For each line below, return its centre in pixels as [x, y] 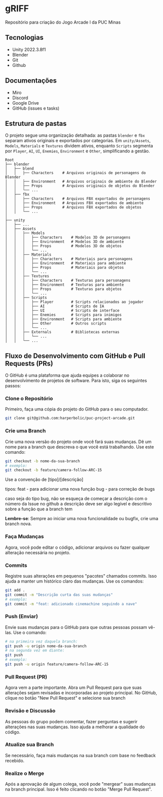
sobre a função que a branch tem [39, 509]
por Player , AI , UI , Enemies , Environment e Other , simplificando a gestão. [78, 151]
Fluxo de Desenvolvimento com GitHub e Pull [75, 356]
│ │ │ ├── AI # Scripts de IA [55, 306]
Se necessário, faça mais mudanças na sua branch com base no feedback [81, 755]
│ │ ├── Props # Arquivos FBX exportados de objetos [73, 207]
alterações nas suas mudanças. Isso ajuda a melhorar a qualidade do [75, 727]
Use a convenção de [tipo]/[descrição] [44, 479]
